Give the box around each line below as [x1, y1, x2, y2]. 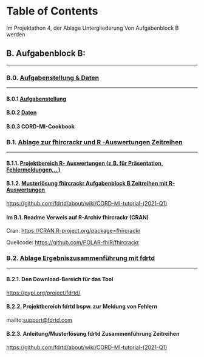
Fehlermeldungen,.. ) [6, 165, 61, 173]
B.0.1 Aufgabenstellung [6, 95, 67, 102]
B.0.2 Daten [6, 109, 37, 116]
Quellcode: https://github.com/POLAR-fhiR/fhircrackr [6, 239, 140, 246]
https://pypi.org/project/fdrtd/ [6, 289, 81, 296]
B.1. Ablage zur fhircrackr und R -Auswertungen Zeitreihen [6, 138, 183, 146]
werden [6, 30, 25, 38]
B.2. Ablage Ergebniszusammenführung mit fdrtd [6, 254, 155, 262]
